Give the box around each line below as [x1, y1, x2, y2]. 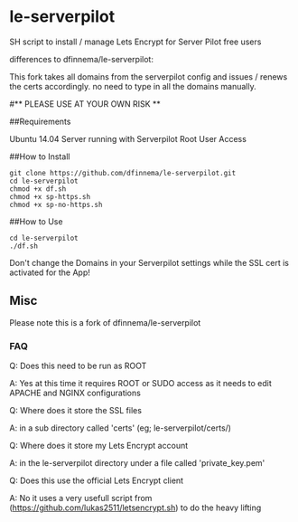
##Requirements [9, 116, 71, 127]
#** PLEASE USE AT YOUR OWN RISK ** [9, 98, 161, 109]
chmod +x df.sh [9, 184, 67, 194]
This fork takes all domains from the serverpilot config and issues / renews [9, 71, 288, 82]
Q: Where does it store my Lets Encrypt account [9, 441, 189, 451]
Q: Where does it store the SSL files [9, 405, 143, 416]
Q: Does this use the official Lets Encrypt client [9, 475, 183, 486]
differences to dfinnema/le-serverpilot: [9, 53, 154, 64]
